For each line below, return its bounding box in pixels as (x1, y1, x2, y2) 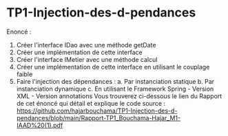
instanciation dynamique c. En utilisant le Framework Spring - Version (16, 84, 214, 93)
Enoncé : (6, 27, 32, 36)
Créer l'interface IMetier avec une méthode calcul (16, 55, 158, 63)
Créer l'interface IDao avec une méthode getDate (16, 41, 156, 49)
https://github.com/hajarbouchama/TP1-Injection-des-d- (16, 106, 178, 115)
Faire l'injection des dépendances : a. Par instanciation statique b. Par (16, 77, 215, 85)
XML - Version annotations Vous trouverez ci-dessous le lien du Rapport (16, 91, 222, 100)
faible (16, 70, 33, 78)
